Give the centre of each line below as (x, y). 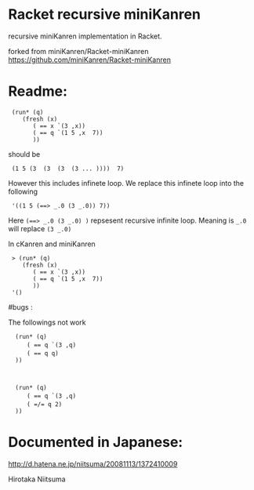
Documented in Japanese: (96, 443)
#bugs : (20, 307)
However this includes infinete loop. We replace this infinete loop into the (126, 183)
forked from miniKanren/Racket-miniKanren (78, 51)
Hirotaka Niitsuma (37, 479)
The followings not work (47, 322)
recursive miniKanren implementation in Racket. (85, 36)
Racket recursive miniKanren (105, 15)
